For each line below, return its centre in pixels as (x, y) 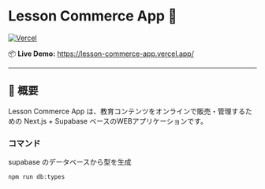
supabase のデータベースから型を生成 (70, 162)
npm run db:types (37, 177)
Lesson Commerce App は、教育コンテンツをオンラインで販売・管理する (127, 111)
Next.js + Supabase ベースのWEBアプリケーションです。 (115, 120)
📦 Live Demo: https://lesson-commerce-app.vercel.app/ (101, 54)
